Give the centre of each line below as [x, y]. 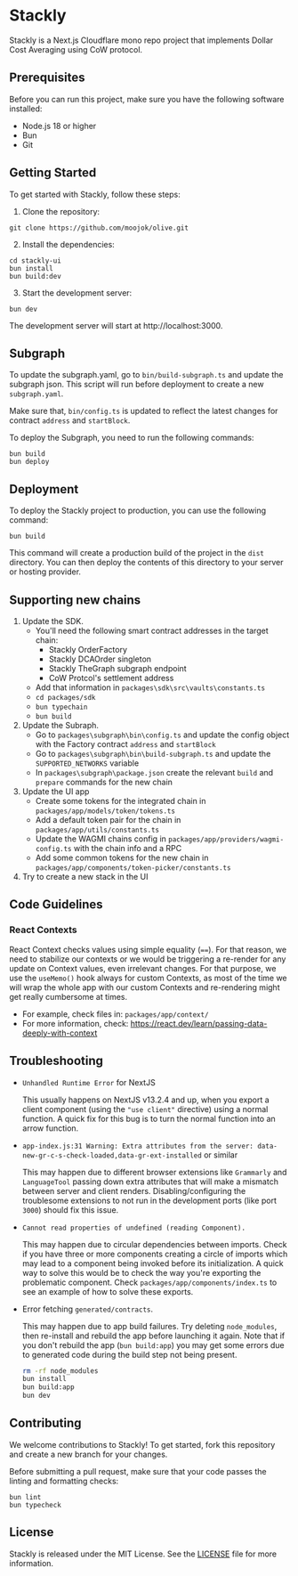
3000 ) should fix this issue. [70, 1210]
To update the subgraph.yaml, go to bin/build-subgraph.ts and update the [146, 375]
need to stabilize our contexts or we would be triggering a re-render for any [148, 959]
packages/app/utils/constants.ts [97, 830]
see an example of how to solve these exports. [108, 1291]
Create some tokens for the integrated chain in [121, 801]
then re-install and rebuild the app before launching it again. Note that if [153, 1336]
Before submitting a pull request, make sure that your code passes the [138, 1471]
